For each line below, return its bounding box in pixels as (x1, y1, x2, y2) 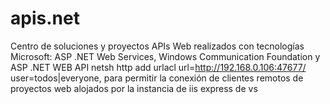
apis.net (10, 7, 80, 30)
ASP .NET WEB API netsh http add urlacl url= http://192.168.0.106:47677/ (10, 61, 307, 73)
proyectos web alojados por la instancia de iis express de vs (10, 82, 258, 94)
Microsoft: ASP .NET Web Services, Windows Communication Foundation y (10, 50, 321, 62)
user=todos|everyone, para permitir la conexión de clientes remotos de (10, 72, 304, 84)
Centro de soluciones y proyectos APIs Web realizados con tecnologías (10, 40, 305, 52)
